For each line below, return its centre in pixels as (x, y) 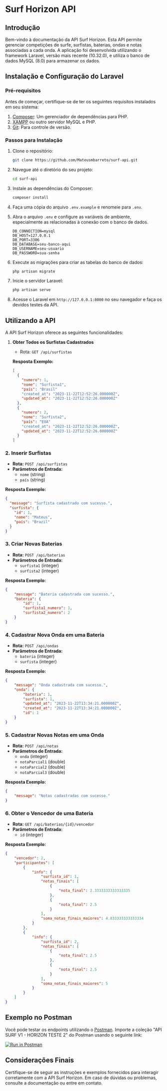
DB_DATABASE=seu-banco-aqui (41, 244)
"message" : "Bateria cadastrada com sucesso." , (64, 594)
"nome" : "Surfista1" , (44, 385)
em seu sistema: (22, 107)
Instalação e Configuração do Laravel (64, 77)
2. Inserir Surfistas (28, 453)
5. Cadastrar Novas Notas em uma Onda (55, 735)
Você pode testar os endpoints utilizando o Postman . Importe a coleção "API (83, 1030)
